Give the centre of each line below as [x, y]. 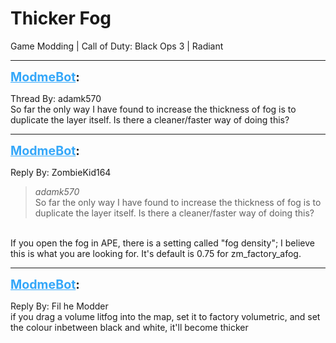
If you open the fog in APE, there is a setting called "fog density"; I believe [162, 243]
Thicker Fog [61, 18]
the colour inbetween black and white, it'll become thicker [129, 327]
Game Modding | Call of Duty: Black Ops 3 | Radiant [117, 46]
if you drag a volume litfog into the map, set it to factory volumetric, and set [165, 316]
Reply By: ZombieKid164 [61, 172]
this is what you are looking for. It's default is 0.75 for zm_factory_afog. [156, 253]
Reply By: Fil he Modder [59, 306]
